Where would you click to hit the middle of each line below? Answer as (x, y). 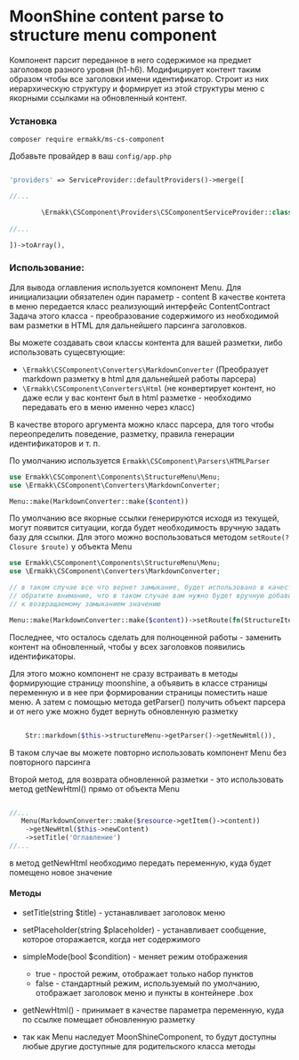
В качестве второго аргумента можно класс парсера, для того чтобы (141, 424)
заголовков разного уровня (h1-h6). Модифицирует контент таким (135, 70)
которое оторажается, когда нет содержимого (111, 940)
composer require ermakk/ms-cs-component (87, 140)
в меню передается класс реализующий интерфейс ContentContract (140, 306)
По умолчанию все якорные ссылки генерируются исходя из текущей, (145, 518)
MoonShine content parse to (117, 16)
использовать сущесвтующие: (68, 352)
